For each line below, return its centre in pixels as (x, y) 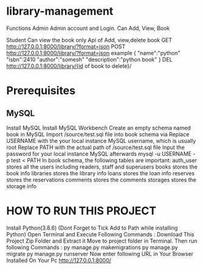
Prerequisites (41, 91)
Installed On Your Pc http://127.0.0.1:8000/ (59, 260)
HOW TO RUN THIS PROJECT (81, 211)
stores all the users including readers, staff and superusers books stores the (102, 167)
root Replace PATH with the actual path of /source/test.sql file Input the (96, 147)
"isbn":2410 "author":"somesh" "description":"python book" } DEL (90, 59)
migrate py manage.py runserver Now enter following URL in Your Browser (100, 254)
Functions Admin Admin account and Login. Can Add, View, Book (88, 28)
